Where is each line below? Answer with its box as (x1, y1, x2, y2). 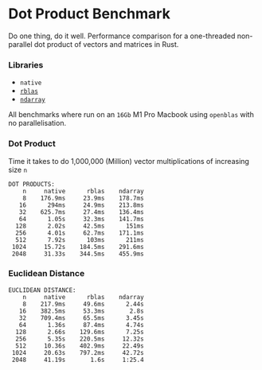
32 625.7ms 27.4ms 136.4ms (18, 208, 145, 216)
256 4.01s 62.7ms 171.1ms (15, 228, 145, 237)
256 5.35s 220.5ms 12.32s (15, 335, 145, 343)
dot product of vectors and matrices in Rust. (33, 39, 179, 49)
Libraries (8, 59, 44, 70)
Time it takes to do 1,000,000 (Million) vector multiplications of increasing (8, 156, 249, 166)
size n (8, 165, 28, 174)
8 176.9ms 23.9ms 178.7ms (22, 194, 145, 202)
